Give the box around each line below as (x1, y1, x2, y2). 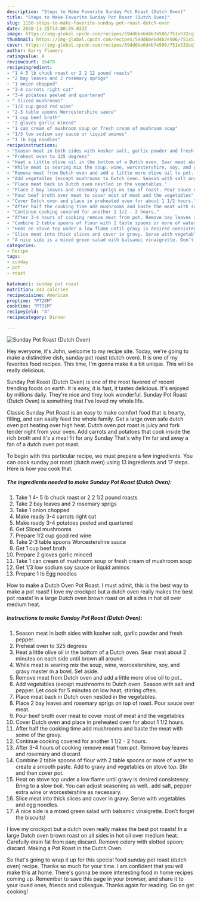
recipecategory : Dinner (7, 315, 66, 321)
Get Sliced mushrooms (15, 525, 72, 532)
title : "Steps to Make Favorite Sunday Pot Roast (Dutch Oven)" (7, 14, 170, 20)
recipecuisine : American (7, 292, 69, 298)
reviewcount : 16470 (7, 59, 55, 65)
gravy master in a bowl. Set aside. (15, 668, 99, 675)
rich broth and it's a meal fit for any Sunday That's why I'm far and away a (7, 434, 188, 442)
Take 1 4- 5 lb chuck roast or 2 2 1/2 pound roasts (15, 494, 138, 501)
